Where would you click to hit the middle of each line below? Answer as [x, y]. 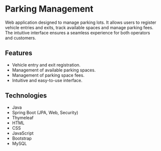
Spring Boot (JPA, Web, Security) [45, 112]
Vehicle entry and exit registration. [46, 65]
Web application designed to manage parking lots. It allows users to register [81, 22]
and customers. [21, 38]
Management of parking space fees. [48, 75]
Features [19, 53]
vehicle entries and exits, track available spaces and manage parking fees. [79, 27]
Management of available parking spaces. [54, 70]
